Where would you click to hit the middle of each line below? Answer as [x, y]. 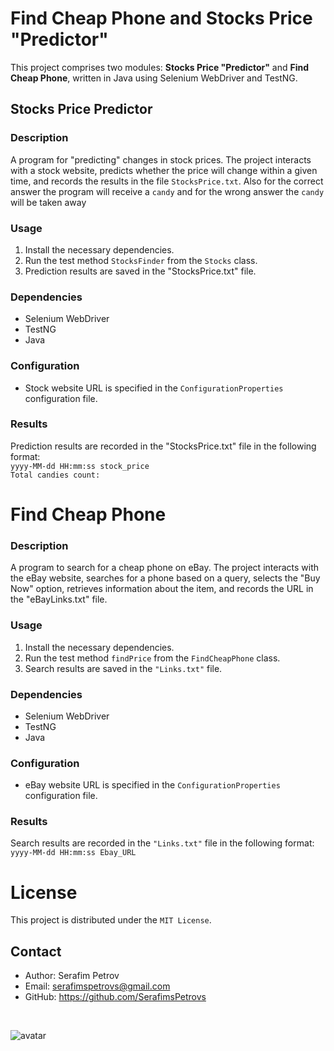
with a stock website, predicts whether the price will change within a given [164, 170]
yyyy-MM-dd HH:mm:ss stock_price [80, 466]
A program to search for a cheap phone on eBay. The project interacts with [165, 568]
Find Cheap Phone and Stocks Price [161, 18]
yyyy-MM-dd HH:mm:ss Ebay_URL [73, 853]
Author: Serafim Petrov [72, 976]
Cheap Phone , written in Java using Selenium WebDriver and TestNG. [154, 78]
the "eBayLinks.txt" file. [59, 599]
